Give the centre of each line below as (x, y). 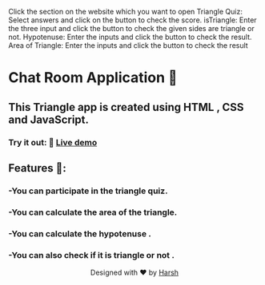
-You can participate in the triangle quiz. (88, 191)
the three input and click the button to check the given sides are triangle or (131, 28)
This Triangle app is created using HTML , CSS (126, 107)
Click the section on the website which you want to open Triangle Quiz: (125, 12)
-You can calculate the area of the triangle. (93, 212)
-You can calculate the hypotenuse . (80, 233)
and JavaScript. (49, 119)
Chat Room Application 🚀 (93, 78)
